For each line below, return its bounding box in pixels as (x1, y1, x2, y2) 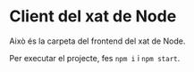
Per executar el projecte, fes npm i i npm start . (9, 52, 181, 63)
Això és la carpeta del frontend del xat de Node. (9, 36, 186, 46)
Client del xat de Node (9, 6, 177, 27)
